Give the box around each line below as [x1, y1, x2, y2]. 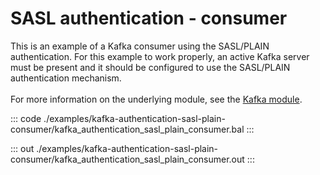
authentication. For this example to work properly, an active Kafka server [10, 50, 310, 62]
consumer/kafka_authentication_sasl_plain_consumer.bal [10, 123, 245, 135]
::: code [10, 112, 42, 124]
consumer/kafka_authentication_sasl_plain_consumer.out [10, 153, 245, 165]
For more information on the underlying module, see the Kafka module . [10, 93, 303, 105]
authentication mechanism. [10, 72, 122, 84]
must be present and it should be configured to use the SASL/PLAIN [10, 61, 291, 73]
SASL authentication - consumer [10, 7, 288, 30]
